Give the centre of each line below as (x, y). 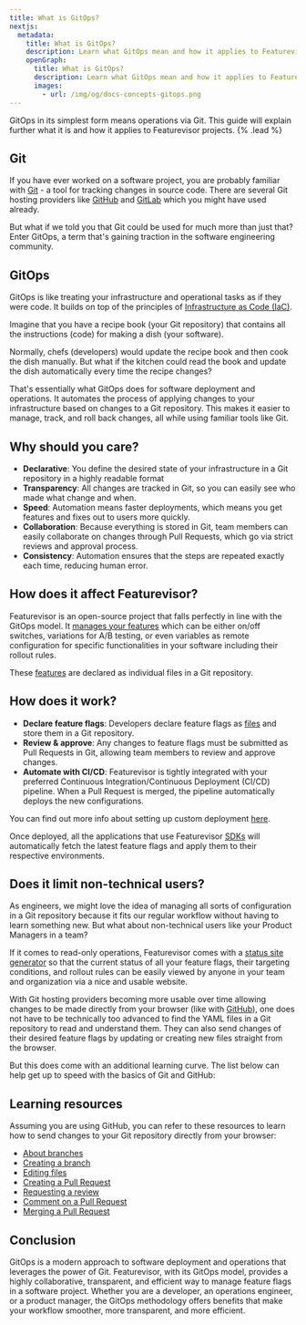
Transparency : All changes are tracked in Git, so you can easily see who (159, 488)
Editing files (45, 1173)
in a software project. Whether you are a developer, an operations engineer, (151, 1291)
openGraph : (46, 60)
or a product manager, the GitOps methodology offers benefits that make (146, 1301)
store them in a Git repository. (78, 733)
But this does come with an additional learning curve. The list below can (144, 1066)
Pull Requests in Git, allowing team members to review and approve (149, 752)
